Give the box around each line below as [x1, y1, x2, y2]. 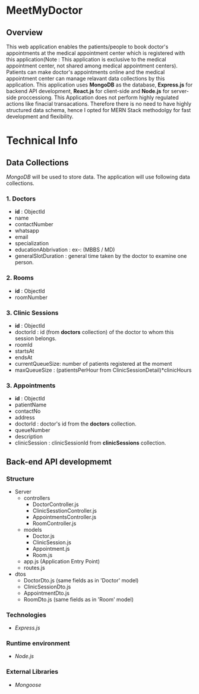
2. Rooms [6, 274, 34, 282]
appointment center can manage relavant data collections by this [6, 75, 165, 82]
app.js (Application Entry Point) [23, 557, 100, 565]
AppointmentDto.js [23, 589, 70, 597]
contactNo [14, 408, 41, 415]
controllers [23, 494, 50, 501]
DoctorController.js [32, 501, 79, 508]
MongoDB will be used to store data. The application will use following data [6, 174, 190, 180]
